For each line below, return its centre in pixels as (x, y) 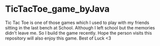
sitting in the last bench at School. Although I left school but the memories (80, 27)
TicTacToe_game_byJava (57, 9)
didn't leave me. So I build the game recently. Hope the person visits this (79, 33)
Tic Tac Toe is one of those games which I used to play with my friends (77, 23)
